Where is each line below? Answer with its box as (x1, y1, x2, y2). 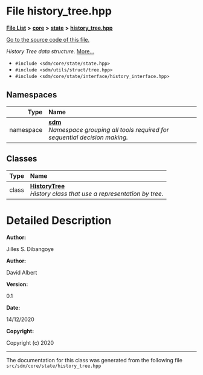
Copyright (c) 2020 (6, 339, 54, 346)
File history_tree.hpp (6, 4, 112, 18)
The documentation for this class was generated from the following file (6, 356, 183, 364)
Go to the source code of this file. (6, 36, 90, 43)
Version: (6, 280, 28, 288)
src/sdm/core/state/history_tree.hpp (6, 363, 101, 369)
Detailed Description (6, 214, 112, 227)
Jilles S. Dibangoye (6, 245, 54, 252)
